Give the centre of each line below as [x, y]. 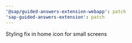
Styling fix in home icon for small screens [56, 34]
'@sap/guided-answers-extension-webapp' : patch [66, 11]
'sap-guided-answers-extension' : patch [55, 17]
